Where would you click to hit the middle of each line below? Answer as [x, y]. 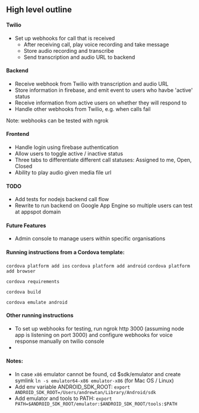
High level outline [39, 10]
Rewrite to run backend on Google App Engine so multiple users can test [104, 206]
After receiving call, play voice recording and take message [96, 45]
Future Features [26, 225]
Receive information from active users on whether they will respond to [101, 103]
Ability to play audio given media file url [63, 172]
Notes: [15, 361]
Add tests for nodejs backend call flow [62, 199]
